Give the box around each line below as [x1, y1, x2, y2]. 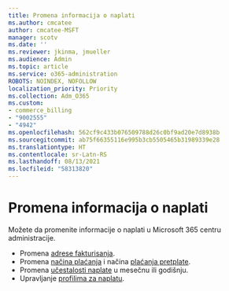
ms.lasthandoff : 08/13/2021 [8, 158, 101, 166]
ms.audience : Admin [8, 56, 72, 64]
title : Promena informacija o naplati [8, 11, 135, 20]
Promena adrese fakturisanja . [19, 249, 116, 258]
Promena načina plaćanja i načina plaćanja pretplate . [19, 256, 191, 266]
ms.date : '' [8, 41, 47, 49]
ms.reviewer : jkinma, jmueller [8, 48, 111, 56]
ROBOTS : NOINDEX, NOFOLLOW [8, 77, 97, 85]
